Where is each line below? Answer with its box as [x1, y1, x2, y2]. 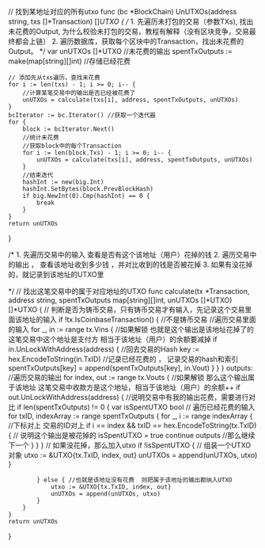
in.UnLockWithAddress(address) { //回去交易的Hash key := [8, 344, 200, 354]
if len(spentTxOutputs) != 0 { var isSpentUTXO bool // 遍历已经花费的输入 [17, 402, 256, 412]
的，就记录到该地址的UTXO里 [8, 270, 104, 279]
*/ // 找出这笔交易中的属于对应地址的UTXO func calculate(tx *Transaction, [8, 287, 250, 295]
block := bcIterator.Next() [22, 125, 115, 133]
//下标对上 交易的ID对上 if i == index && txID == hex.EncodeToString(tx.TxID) [8, 421, 257, 430]
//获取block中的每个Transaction [22, 142, 122, 150]
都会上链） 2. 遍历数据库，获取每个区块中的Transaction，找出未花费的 [14, 36, 244, 46]
